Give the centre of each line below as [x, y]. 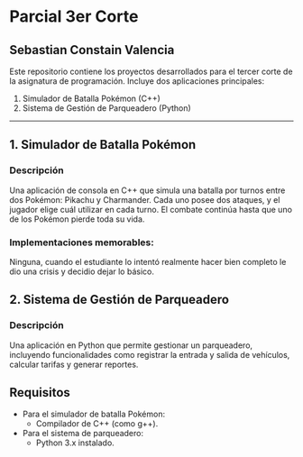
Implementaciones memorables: [82, 242]
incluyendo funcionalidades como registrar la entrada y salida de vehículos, [150, 354]
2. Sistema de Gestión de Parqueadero [119, 300]
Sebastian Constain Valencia [92, 50]
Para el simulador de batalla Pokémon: [93, 414]
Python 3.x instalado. [75, 443]
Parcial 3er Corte [74, 17]
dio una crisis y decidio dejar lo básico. [82, 271]
